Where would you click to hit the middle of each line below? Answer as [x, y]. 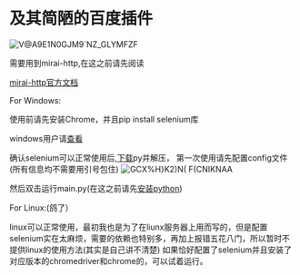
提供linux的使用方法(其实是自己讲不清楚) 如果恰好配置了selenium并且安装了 [151, 250]
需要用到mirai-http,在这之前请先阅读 [77, 63]
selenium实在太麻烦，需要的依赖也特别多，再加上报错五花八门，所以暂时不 [150, 238]
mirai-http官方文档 [44, 82]
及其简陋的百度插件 [81, 19]
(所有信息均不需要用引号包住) [65, 169]
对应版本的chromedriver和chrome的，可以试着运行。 [109, 260]
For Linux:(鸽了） [41, 207]
